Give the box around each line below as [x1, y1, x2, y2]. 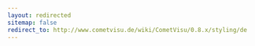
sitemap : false [7, 19, 57, 27]
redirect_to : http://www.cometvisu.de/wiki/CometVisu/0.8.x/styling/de [7, 26, 247, 34]
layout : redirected [7, 11, 72, 19]
